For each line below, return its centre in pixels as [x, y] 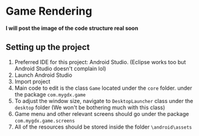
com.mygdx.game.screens [45, 121]
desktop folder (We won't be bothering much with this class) [90, 107]
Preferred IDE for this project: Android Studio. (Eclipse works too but [100, 62]
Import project [32, 81]
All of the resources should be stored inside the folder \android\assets [103, 127]
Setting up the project [48, 47]
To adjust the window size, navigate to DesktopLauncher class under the [104, 101]
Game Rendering [49, 11]
